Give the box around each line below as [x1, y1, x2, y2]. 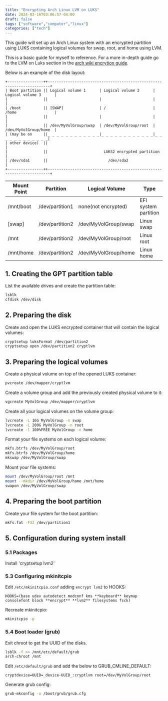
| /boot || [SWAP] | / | [5, 105, 155, 110]
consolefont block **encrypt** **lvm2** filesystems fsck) [5, 598, 131, 603]
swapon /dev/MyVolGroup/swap [5, 483, 66, 488]
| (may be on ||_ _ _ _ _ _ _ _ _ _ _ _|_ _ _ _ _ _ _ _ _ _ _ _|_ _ [5, 132, 162, 137]
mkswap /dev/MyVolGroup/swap [5, 455, 66, 460]
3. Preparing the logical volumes [5, 357, 108, 366]
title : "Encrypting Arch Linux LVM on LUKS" [5, 7, 99, 12]
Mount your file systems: [5, 464, 56, 470]
